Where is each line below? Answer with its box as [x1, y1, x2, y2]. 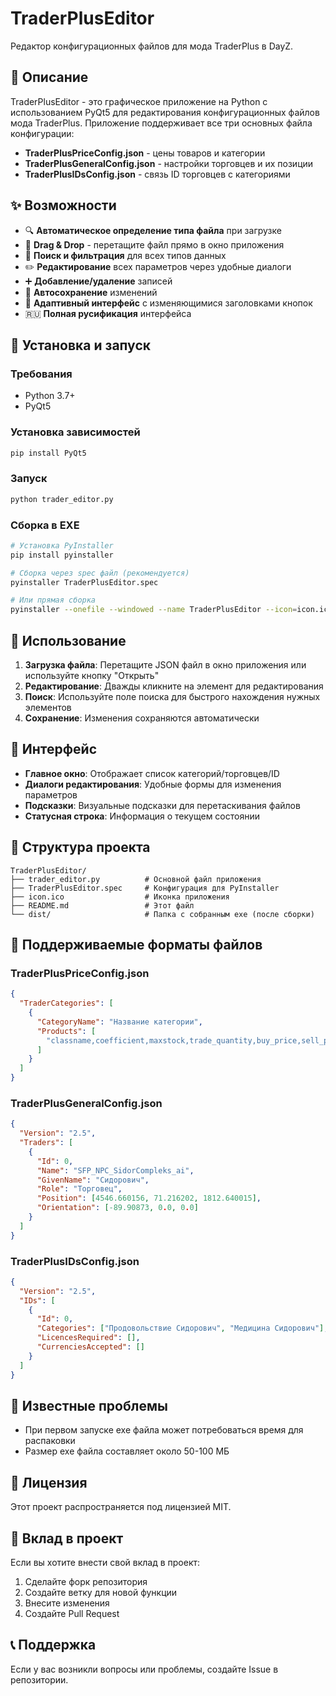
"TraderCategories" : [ [19, 998, 114, 1009]
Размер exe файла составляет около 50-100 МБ [24, 1445, 230, 1457]
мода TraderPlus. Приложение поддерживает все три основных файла [10, 117, 313, 129]
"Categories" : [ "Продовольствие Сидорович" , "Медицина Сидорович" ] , [36, 1323, 329, 1334]
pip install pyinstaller [10, 550, 114, 560]
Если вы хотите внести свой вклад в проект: [10, 1557, 201, 1569]
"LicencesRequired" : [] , [36, 1333, 141, 1343]
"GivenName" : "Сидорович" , [36, 1175, 150, 1185]
